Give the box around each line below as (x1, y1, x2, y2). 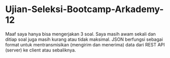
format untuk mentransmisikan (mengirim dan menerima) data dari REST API (5, 41, 165, 47)
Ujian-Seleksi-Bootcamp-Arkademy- (5, 4, 164, 15)
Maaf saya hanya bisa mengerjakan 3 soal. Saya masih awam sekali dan (5, 31, 156, 37)
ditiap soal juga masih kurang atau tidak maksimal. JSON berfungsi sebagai (5, 36, 163, 42)
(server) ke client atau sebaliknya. (5, 47, 76, 53)
